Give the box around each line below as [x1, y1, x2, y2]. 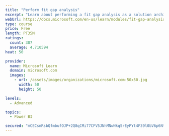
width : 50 [18, 82, 39, 87]
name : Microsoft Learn [10, 63, 57, 69]
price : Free [5, 26, 30, 31]
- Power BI [10, 114, 33, 119]
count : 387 [10, 40, 33, 45]
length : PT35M [5, 31, 35, 36]
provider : [5, 58, 26, 63]
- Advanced [10, 100, 33, 106]
